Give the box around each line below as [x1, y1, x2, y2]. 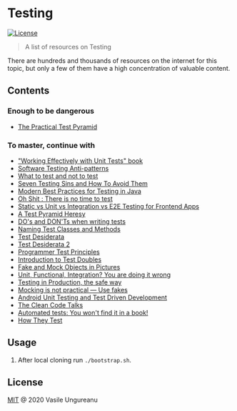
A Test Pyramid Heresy [17, 209, 86, 218]
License [7, 377, 44, 389]
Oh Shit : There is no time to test [17, 194, 113, 203]
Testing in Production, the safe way [17, 277, 122, 287]
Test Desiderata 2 [17, 239, 70, 248]
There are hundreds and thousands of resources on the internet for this [7, 56, 218, 65]
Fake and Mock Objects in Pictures [17, 262, 121, 271]
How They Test [17, 316, 63, 325]
